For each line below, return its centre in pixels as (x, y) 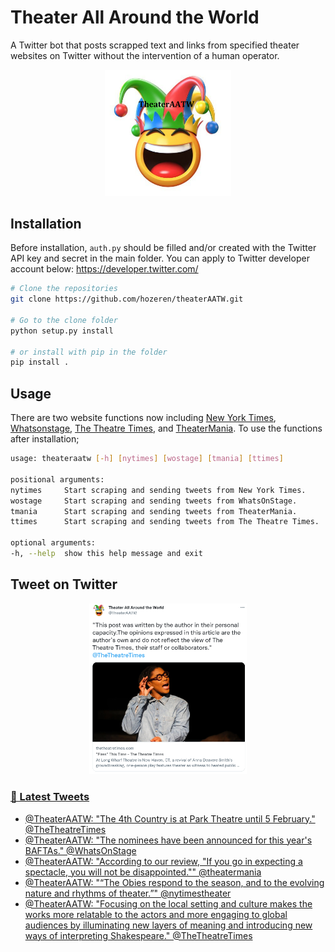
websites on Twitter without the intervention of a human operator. (145, 55)
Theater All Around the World (135, 17)
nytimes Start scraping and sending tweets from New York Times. (158, 490)
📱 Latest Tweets (50, 797)
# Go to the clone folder (64, 320)
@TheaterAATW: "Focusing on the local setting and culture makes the (168, 903)
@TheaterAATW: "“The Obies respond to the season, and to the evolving (174, 882)
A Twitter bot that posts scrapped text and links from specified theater (155, 45)
